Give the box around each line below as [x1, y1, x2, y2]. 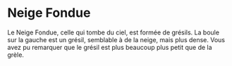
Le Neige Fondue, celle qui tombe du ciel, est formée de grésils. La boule [7, 28, 220, 37]
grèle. [7, 51, 25, 59]
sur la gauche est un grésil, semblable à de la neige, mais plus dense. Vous [7, 35, 226, 44]
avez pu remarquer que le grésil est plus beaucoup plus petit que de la [7, 43, 213, 51]
